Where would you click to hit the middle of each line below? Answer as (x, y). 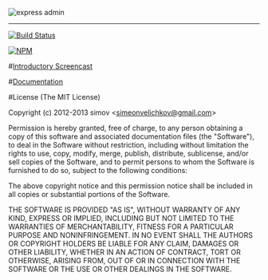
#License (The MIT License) (55, 97)
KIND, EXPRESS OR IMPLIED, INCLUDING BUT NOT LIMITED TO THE (121, 218)
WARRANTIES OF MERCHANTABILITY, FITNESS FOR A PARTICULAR (121, 227)
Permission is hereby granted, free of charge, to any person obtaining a (126, 128)
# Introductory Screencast (51, 66)
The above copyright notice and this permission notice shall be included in (130, 186)
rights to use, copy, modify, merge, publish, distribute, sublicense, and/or (128, 153)
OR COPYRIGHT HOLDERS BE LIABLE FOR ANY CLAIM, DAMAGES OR (124, 244)
